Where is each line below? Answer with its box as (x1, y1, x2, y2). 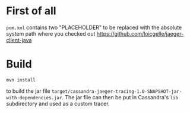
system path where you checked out (6, 30, 96, 37)
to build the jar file (6, 87, 50, 95)
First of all (6, 4, 56, 18)
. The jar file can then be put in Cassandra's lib (62, 93, 179, 101)
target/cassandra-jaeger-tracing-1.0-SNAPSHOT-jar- (51, 88, 182, 95)
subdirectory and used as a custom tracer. (6, 100, 110, 107)
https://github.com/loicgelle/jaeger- (96, 30, 184, 37)
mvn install (6, 77, 36, 83)
